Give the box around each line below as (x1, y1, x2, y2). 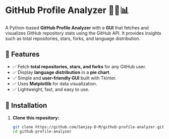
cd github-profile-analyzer (12, 129, 72, 134)
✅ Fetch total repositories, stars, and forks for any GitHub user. (12, 63, 146, 69)
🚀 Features (5, 50, 40, 59)
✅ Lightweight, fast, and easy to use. (12, 86, 90, 92)
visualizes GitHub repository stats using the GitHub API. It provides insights (5, 30, 161, 36)
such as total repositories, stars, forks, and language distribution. (5, 35, 140, 41)
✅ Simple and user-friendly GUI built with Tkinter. (12, 75, 117, 81)
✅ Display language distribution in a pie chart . (12, 69, 111, 75)
